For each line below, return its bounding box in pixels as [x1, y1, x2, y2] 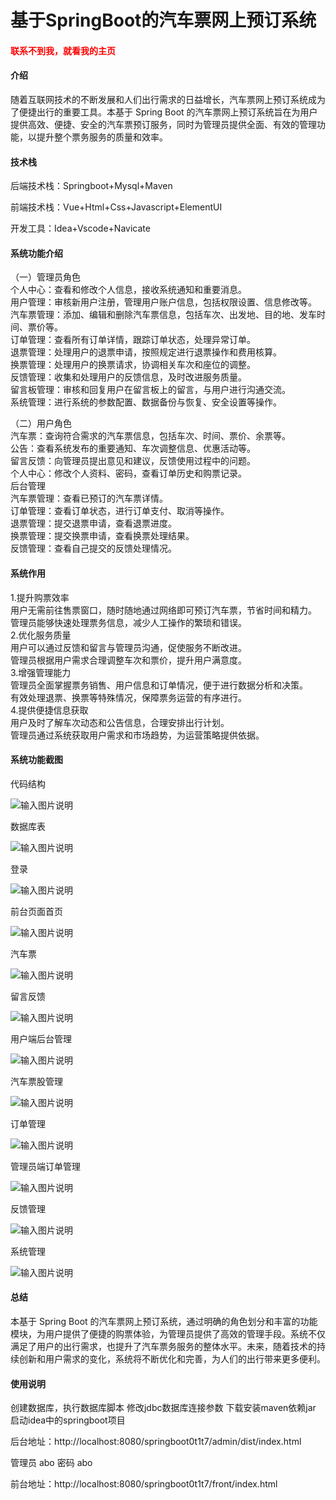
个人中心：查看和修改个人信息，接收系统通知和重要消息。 [10, 284, 247, 296]
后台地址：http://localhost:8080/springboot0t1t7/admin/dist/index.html [10, 1436, 302, 1448]
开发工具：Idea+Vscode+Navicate [10, 222, 151, 235]
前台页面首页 [10, 905, 63, 917]
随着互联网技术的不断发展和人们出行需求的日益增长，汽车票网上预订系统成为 [10, 93, 326, 105]
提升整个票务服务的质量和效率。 [36, 131, 168, 143]
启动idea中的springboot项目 [10, 1414, 126, 1426]
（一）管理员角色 [10, 271, 81, 283]
